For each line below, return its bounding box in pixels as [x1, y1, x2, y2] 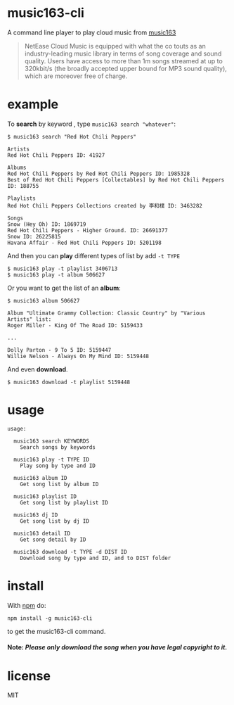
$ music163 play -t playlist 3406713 [7, 265, 118, 272]
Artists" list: [7, 315, 52, 323]
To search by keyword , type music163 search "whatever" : [7, 120, 176, 128]
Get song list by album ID [20, 481, 99, 488]
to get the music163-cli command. [7, 627, 106, 635]
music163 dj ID [13, 512, 58, 519]
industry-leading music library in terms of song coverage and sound [24, 49, 222, 58]
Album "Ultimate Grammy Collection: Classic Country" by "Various [7, 310, 206, 317]
